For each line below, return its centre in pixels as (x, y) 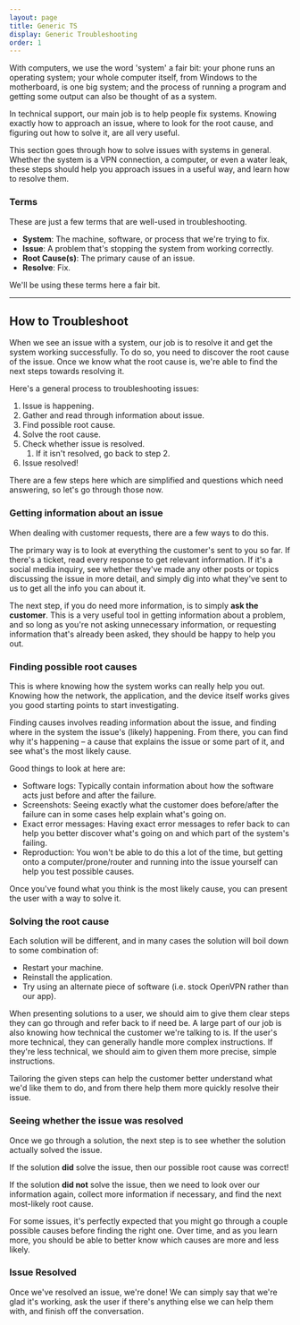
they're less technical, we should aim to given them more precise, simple (143, 1052)
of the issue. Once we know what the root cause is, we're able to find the (144, 362)
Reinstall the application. (67, 978)
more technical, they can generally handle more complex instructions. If (141, 1042)
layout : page (33, 17)
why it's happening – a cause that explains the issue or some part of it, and (147, 741)
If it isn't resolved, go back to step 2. (103, 454)
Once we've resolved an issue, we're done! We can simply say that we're (144, 1292)
